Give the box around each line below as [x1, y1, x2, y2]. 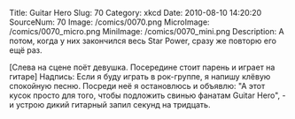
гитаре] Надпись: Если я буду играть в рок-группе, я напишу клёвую [9, 71, 271, 82]
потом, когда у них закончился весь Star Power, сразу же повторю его [9, 35, 277, 46]
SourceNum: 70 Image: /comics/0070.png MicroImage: [9, 17, 210, 27]
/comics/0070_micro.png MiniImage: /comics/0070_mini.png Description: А [9, 26, 285, 36]
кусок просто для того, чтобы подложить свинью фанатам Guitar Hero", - [9, 90, 286, 100]
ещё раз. [9, 45, 43, 56]
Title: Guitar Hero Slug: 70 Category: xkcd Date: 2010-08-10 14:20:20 [9, 8, 262, 18]
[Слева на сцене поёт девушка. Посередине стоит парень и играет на [9, 62, 276, 72]
